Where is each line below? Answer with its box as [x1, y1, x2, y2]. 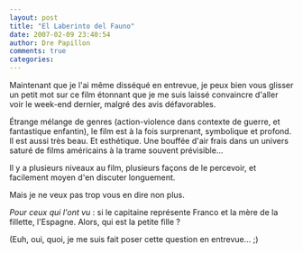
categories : [9, 55, 54, 64]
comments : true [9, 47, 67, 56]
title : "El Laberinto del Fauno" [9, 22, 135, 31]
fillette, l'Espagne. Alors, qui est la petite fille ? [9, 217, 180, 227]
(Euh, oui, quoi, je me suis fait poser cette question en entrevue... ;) [9, 234, 259, 244]
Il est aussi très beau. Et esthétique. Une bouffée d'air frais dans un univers [9, 136, 289, 146]
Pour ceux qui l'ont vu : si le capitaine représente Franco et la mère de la [9, 207, 279, 217]
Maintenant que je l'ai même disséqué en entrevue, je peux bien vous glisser [9, 80, 294, 90]
